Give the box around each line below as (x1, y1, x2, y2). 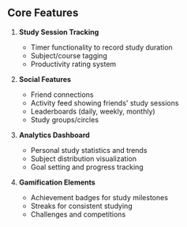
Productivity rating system (30, 59, 117, 69)
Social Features (18, 74, 72, 84)
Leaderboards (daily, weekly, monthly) (30, 106, 155, 116)
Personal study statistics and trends (30, 145, 148, 154)
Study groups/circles (30, 114, 99, 125)
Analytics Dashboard (18, 130, 90, 140)
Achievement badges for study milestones (30, 192, 169, 202)
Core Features (7, 6, 79, 20)
